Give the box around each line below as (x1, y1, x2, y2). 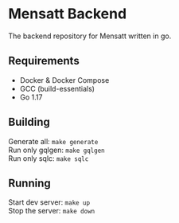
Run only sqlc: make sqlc (8, 153, 89, 163)
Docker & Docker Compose (19, 75, 110, 84)
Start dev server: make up (8, 198, 90, 207)
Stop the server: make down (8, 206, 95, 216)
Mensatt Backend (8, 5, 127, 23)
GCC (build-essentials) (19, 84, 95, 93)
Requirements (8, 54, 80, 68)
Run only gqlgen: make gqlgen (8, 145, 105, 155)
